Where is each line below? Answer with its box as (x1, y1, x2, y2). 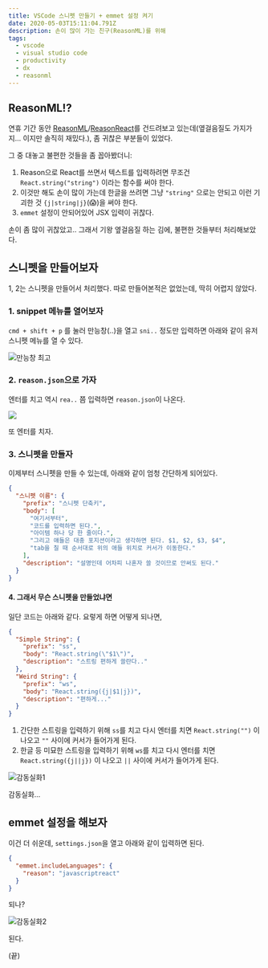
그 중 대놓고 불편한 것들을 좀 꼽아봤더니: (8, 150, 132, 161)
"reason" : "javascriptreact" (22, 869, 120, 877)
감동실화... (8, 790, 41, 799)
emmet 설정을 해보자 (8, 815, 108, 829)
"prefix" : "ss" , (22, 643, 78, 651)
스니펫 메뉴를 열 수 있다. (8, 335, 83, 345)
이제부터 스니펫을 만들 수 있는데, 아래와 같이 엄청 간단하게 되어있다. (8, 468, 218, 478)
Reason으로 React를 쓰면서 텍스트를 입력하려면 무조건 (19, 168, 190, 178)
